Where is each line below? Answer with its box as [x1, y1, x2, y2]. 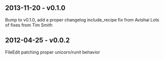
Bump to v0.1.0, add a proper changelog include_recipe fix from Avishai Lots [5, 17, 160, 22]
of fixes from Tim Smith [5, 22, 53, 28]
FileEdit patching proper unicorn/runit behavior [5, 49, 100, 55]
